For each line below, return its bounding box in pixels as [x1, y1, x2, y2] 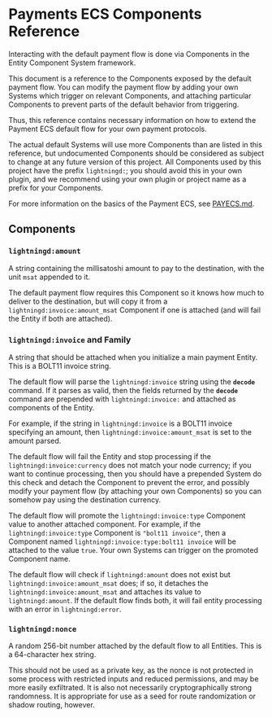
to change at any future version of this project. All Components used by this [8, 156, 261, 167]
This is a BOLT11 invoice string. [8, 361, 111, 370]
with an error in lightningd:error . [8, 604, 122, 614]
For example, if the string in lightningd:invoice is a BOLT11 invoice [8, 418, 233, 428]
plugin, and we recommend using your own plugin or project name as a [8, 174, 247, 184]
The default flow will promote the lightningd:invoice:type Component [8, 510, 246, 520]
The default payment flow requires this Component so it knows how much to [8, 287, 265, 297]
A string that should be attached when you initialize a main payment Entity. [8, 352, 258, 362]
